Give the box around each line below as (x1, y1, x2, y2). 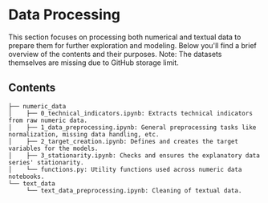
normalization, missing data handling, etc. (8, 130, 160, 138)
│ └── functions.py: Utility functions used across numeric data (8, 165, 242, 173)
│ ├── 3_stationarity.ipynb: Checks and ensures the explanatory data (8, 151, 261, 160)
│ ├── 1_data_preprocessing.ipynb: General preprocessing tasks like (8, 123, 257, 132)
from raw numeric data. (8, 116, 88, 124)
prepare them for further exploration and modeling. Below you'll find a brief (8, 40, 257, 50)
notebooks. (8, 173, 45, 181)
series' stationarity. (8, 158, 84, 166)
